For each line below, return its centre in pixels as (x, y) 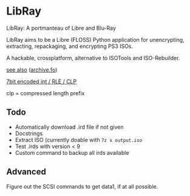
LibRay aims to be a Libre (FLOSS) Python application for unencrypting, (95, 39)
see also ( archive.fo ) (32, 69)
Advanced (26, 172)
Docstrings (29, 133)
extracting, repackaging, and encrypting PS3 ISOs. (70, 46)
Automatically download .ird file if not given (69, 127)
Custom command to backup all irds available (72, 152)
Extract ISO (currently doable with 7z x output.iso (79, 140)
